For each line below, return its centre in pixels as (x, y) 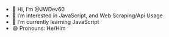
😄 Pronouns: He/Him (39, 28)
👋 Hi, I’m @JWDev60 (38, 9)
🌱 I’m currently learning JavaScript (56, 22)
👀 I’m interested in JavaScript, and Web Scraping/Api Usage (88, 16)
